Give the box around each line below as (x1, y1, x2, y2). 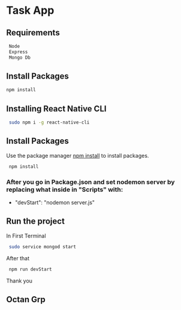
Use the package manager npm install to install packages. (6, 152, 149, 159)
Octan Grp (6, 294, 46, 305)
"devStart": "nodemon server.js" (14, 198, 95, 206)
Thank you (6, 277, 33, 284)
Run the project (6, 216, 65, 227)
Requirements (6, 28, 60, 38)
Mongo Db (8, 55, 31, 61)
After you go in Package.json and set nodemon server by (6, 177, 175, 186)
